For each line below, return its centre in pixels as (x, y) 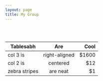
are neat (59, 71)
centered (59, 63)
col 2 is (16, 63)
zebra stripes (23, 71)
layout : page (19, 10)
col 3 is (16, 54)
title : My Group (22, 14)
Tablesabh (23, 46)
